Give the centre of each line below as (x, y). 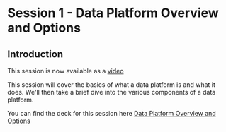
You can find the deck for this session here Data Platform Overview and (112, 113)
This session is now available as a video (66, 71)
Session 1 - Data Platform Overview (113, 13)
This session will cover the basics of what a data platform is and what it (112, 85)
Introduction (35, 54)
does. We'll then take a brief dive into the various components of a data (112, 92)
